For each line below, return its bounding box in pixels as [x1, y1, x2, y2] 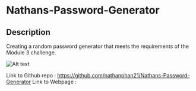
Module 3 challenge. [6, 49, 56, 56]
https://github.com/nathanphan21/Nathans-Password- [57, 72, 190, 79]
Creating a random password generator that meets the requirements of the [6, 43, 189, 50]
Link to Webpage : [32, 78, 77, 85]
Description [6, 27, 50, 37]
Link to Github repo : [6, 72, 56, 79]
